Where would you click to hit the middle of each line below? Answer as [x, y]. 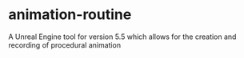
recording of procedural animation [65, 44]
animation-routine [70, 15]
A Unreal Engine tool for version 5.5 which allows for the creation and [122, 37]
